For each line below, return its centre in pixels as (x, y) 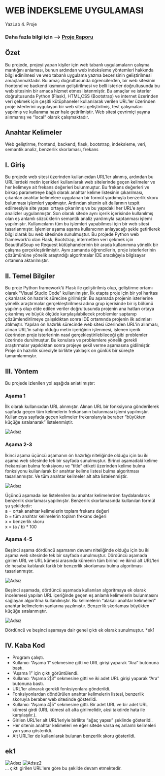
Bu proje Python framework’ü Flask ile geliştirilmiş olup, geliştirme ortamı (79, 288)
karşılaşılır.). (24, 715)
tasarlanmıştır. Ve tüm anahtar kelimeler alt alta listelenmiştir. (66, 476)
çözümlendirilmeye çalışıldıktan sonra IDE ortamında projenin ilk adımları (78, 319)
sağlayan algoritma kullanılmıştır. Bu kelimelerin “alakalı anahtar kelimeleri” (81, 600)
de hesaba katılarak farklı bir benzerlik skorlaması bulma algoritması (74, 565)
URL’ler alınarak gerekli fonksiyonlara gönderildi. (61, 688)
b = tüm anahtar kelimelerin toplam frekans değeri (56, 516)
